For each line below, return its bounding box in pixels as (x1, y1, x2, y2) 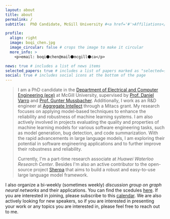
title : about (5, 12, 33, 17)
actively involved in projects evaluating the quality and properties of (17, 119, 159, 125)
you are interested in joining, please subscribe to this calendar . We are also (5, 193, 162, 199)
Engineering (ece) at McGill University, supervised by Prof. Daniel (17, 92, 154, 98)
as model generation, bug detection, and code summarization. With (17, 130, 158, 136)
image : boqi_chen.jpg (10, 40, 56, 46)
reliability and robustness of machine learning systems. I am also (17, 114, 153, 120)
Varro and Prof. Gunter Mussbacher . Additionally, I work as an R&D (17, 97, 157, 104)
